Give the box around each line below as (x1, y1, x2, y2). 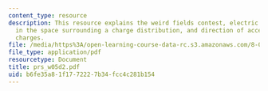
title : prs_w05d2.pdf (8, 63, 81, 71)
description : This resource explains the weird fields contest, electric (8, 19, 259, 27)
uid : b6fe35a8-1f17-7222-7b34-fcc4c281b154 (8, 70, 156, 78)
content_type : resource (8, 11, 88, 20)
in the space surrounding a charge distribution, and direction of (15, 26, 245, 34)
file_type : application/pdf (8, 48, 102, 56)
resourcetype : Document (8, 56, 88, 64)
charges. (15, 33, 45, 42)
